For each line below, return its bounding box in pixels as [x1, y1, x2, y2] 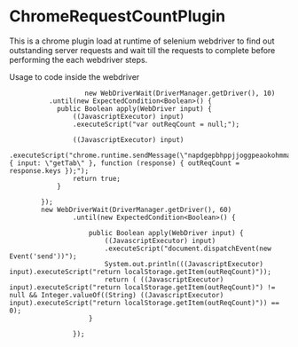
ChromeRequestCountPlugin [9, 6, 226, 27]
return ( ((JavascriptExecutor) [104, 275, 224, 284]
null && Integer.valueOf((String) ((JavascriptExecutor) [9, 290, 224, 299]
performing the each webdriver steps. [9, 54, 148, 65]
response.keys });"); [9, 166, 90, 175]
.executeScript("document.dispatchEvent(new [104, 244, 272, 253]
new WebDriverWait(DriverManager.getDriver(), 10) [84, 89, 276, 98]
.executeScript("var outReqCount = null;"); [72, 120, 240, 129]
